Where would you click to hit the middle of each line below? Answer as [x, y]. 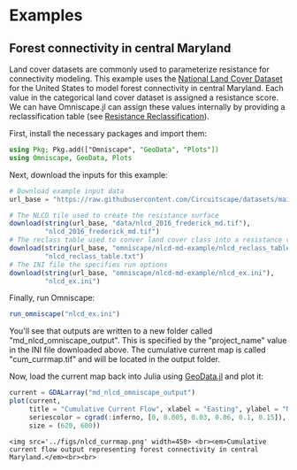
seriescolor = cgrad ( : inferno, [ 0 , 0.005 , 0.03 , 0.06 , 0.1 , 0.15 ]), [158, 417]
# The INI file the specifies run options [88, 265]
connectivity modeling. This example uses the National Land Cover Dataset [146, 79]
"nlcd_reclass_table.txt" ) [94, 256]
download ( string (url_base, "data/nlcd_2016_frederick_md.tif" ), [130, 223]
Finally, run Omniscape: [52, 298]
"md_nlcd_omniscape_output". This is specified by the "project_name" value [148, 341]
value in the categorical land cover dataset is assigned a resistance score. [144, 97]
